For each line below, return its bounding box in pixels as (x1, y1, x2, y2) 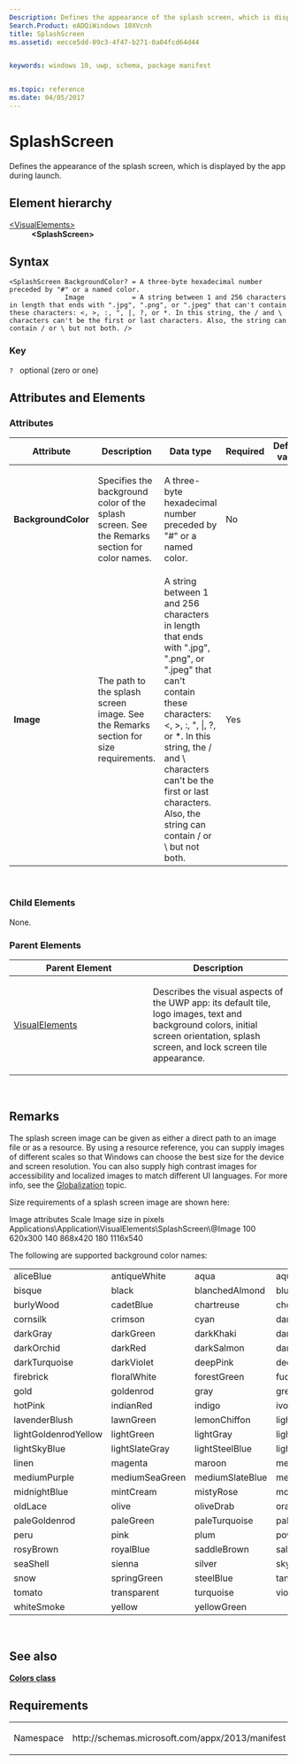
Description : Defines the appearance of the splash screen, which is (9, 12, 271, 22)
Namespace (13, 1732, 65, 1745)
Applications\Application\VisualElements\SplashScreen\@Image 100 (9, 1223, 256, 1234)
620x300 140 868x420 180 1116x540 (9, 1232, 144, 1244)
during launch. (9, 170, 62, 181)
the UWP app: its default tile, (153, 997, 271, 1009)
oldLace (13, 1499, 47, 1512)
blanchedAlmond (194, 1284, 266, 1297)
